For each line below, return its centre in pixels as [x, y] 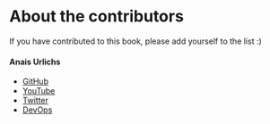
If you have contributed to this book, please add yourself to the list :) [135, 41]
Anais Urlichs [35, 62]
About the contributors [96, 17]
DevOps [37, 110]
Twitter [35, 101]
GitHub [35, 81]
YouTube [39, 91]
